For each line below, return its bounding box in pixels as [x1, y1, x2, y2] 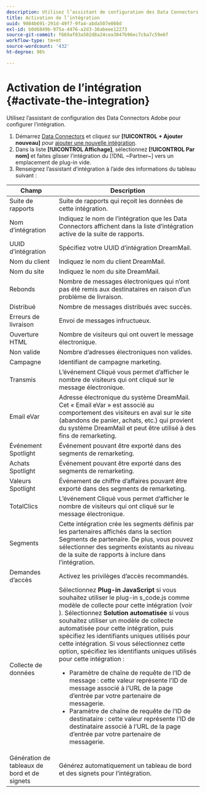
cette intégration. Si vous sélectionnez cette [58, 639, 185, 648]
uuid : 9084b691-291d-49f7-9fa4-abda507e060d [6, 20, 122, 26]
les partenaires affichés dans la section [58, 527, 172, 536]
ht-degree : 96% [6, 49, 45, 55]
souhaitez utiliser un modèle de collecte [58, 616, 174, 625]
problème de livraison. [58, 292, 123, 301]
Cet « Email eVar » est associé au [58, 400, 154, 409]
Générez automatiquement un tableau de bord [58, 761, 192, 770]
